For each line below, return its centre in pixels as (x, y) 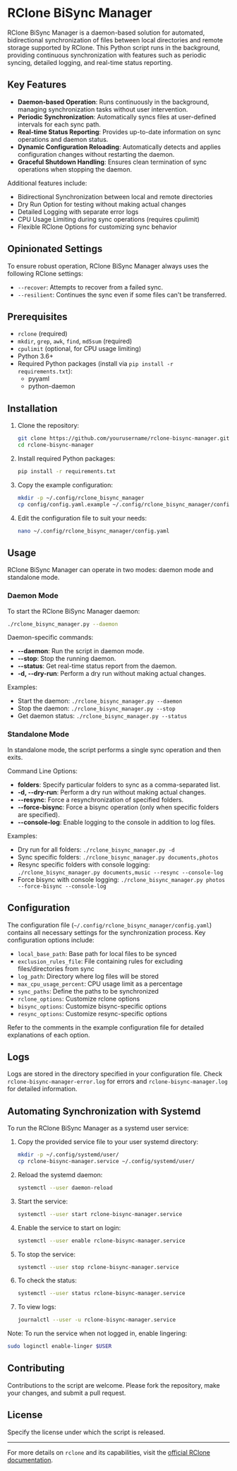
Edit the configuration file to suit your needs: (82, 518)
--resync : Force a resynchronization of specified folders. (101, 799)
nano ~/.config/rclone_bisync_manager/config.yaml (93, 531)
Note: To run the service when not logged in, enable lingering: (97, 1333)
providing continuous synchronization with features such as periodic (107, 55)
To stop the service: (47, 1254)
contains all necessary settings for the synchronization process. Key (107, 932)
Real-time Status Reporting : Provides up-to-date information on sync (119, 131)
